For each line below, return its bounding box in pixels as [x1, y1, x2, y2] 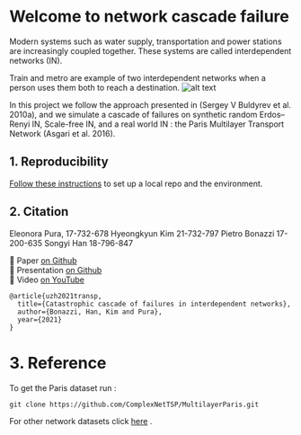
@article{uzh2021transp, [9, 291, 102, 300]
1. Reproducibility [9, 155, 110, 170]
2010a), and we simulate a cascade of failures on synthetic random [9, 109, 258, 120]
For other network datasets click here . [9, 415, 153, 426]
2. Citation [9, 204, 69, 219]
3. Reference [9, 352, 107, 373]
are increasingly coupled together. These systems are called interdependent [9, 45, 292, 56]
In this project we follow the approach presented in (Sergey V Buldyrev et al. [9, 99, 292, 110]
